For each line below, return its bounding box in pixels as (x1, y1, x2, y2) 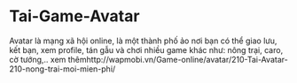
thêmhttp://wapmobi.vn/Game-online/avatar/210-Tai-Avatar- (67, 54, 288, 64)
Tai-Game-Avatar (9, 6, 140, 26)
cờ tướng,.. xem (9, 54, 66, 64)
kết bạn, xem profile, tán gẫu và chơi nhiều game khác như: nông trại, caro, (9, 44, 284, 55)
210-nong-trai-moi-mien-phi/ (9, 64, 116, 74)
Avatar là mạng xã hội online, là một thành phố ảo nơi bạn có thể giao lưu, (9, 35, 277, 46)
